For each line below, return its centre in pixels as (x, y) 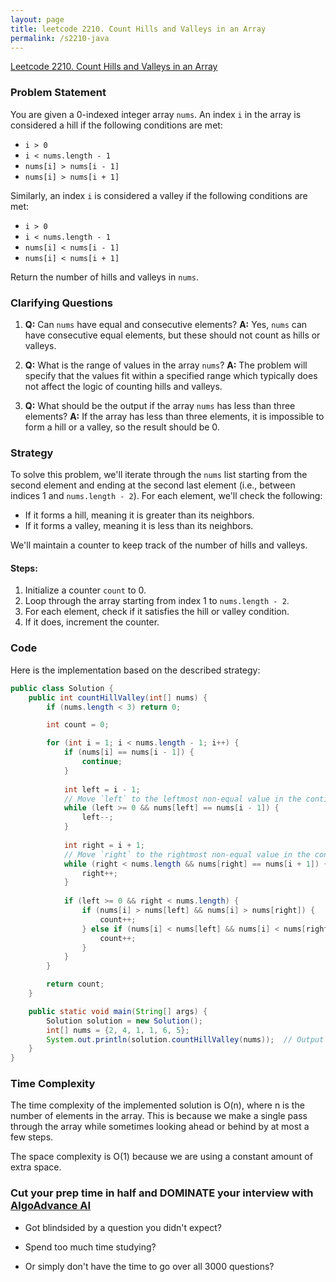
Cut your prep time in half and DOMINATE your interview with (162, 1193)
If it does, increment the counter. (92, 622)
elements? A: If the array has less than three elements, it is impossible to (174, 416)
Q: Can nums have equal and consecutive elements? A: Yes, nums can (166, 324)
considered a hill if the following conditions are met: (116, 125)
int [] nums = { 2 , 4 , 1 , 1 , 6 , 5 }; (118, 1030)
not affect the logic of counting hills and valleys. (123, 386)
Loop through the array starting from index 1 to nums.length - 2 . (157, 601)
